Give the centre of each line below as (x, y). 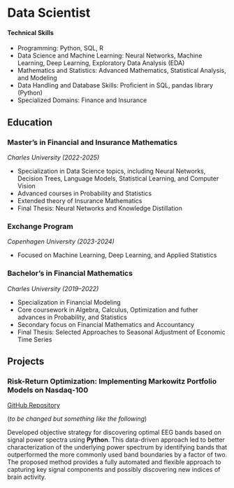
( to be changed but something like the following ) (77, 419)
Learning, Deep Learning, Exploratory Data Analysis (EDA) (101, 63)
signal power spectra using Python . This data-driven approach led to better (116, 440)
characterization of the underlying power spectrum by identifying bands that (117, 447)
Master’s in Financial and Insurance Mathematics (93, 142)
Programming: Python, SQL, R (60, 48)
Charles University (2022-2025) (53, 158)
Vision (27, 186)
